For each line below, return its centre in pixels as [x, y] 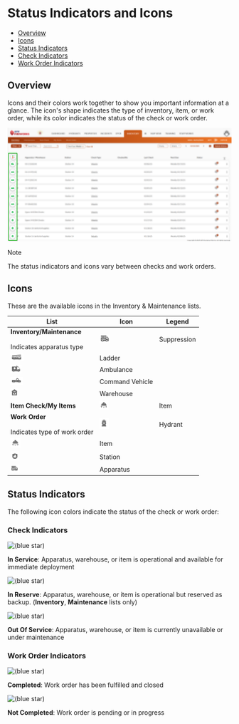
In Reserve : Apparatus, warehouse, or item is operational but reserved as [115, 595]
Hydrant [171, 424]
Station [110, 457]
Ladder [110, 358]
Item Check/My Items [43, 406]
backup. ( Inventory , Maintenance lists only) [72, 602]
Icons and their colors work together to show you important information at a [118, 103]
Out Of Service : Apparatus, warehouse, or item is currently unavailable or [115, 630]
